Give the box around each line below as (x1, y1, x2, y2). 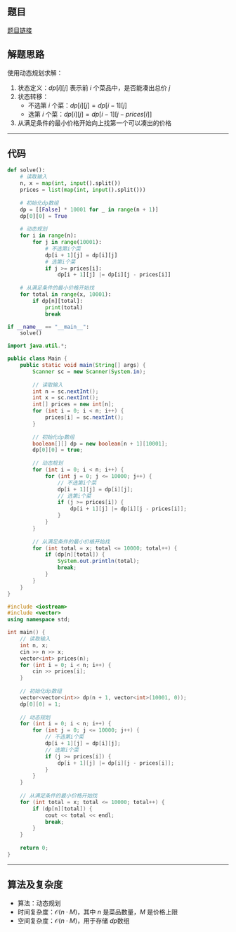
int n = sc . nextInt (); (32, 388, 99, 395)
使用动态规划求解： (7, 68, 63, 77)
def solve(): (7, 167, 46, 174)
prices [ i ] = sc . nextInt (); (44, 414, 124, 421)
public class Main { (7, 355, 68, 363)
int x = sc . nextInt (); (32, 394, 99, 401)
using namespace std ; (7, 616, 71, 623)
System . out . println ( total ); (57, 557, 140, 565)
